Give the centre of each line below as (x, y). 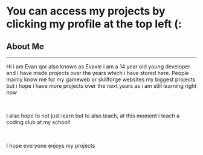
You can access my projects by (86, 11)
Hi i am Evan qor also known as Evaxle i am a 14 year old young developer (98, 67)
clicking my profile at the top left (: (94, 24)
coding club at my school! (38, 122)
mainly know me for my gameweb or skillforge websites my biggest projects (101, 79)
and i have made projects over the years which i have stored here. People (98, 73)
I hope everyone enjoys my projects (51, 146)
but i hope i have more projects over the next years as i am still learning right (101, 86)
